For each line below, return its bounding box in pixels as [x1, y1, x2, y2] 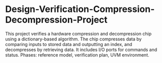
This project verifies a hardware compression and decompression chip [5, 30, 152, 36]
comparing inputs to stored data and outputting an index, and [5, 41, 132, 47]
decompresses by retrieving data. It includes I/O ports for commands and [5, 46, 157, 52]
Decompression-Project [5, 14, 108, 25]
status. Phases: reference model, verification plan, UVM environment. [5, 51, 149, 58]
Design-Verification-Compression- [5, 3, 155, 15]
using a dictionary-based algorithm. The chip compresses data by [5, 36, 142, 42]
